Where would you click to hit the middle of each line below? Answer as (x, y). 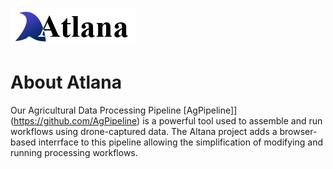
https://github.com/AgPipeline (75, 120)
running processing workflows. (74, 152)
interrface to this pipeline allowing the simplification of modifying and (181, 142)
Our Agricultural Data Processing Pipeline (96, 110)
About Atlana (66, 82)
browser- (298, 131)
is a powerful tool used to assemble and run (232, 120)
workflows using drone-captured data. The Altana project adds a (144, 131)
